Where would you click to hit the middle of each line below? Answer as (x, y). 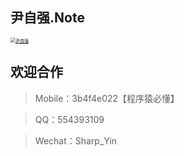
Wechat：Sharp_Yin (76, 140)
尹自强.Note (47, 18)
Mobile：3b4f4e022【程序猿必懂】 (107, 98)
